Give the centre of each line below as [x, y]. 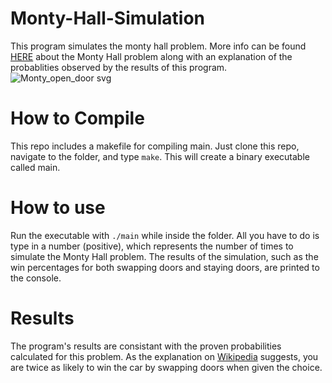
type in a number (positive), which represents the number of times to [152, 246]
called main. [35, 167]
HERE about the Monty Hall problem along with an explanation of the [151, 56]
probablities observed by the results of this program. [119, 67]
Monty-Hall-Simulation [108, 18]
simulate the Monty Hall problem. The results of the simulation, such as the [164, 256]
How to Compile [77, 118]
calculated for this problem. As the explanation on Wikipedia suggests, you [164, 356]
